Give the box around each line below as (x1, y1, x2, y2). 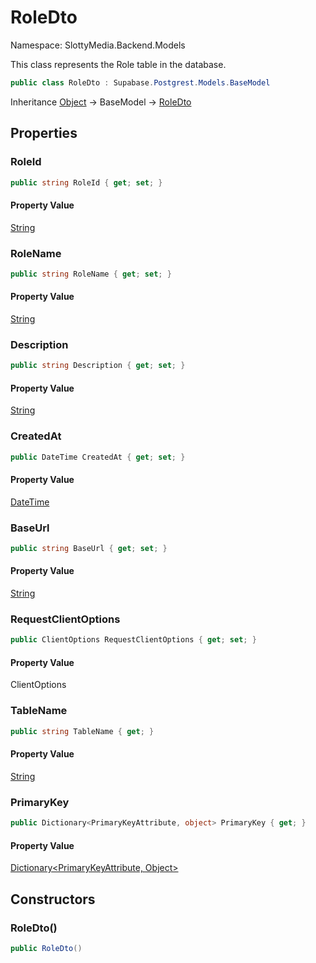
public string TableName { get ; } (10, 726, 155, 736)
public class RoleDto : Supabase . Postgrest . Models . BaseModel (10, 77, 271, 88)
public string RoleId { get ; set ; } (10, 177, 163, 188)
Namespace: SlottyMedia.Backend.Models (10, 39, 186, 51)
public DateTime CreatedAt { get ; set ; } (10, 452, 186, 462)
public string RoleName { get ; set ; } (10, 269, 172, 279)
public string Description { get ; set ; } (10, 361, 186, 371)
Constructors (10, 891, 96, 908)
